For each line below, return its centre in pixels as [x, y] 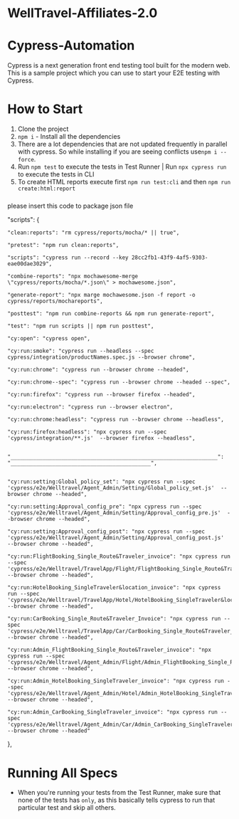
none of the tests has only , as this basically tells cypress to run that [116, 800]
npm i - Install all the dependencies [69, 137]
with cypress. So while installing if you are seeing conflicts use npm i [117, 152]
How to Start [45, 109]
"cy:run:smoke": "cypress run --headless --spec [81, 351]
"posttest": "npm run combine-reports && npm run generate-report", [111, 314]
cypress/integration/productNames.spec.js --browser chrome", [101, 357]
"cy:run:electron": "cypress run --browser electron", [90, 407]
